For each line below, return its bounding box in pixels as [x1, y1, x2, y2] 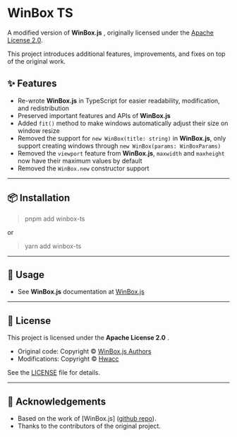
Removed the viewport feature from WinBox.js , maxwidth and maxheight [17, 148, 225, 157]
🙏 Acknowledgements [7, 395, 107, 407]
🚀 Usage [7, 269, 44, 281]
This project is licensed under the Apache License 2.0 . [7, 334, 169, 342]
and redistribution [17, 104, 69, 112]
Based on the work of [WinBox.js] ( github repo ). [17, 414, 157, 422]
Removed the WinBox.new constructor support [17, 164, 150, 173]
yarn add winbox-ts [24, 242, 82, 250]
